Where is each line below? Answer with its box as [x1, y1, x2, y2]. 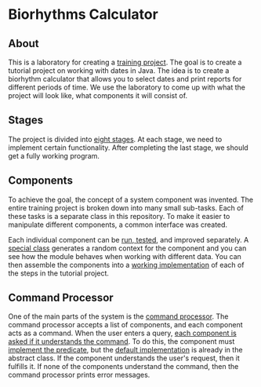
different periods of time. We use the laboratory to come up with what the [8, 82, 245, 92]
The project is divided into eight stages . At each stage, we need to [8, 134, 223, 144]
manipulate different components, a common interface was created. [8, 220, 228, 229]
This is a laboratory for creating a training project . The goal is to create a [8, 57, 242, 67]
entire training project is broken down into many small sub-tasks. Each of [8, 203, 245, 213]
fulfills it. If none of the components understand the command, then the [8, 362, 239, 371]
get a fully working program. [8, 151, 100, 160]
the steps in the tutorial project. [8, 268, 110, 278]
